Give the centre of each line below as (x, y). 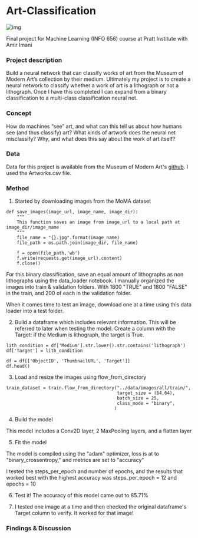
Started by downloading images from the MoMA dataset (83, 201)
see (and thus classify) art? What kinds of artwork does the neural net (91, 132)
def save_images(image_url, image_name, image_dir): (72, 212)
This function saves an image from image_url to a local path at (99, 222)
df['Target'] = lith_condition (44, 351)
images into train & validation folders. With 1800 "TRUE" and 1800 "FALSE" (97, 287)
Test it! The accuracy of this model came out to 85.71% (81, 496)
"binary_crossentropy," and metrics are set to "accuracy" (75, 460)
